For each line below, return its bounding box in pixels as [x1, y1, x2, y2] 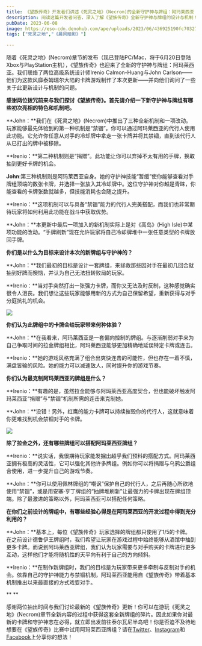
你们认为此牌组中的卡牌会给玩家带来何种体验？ [6, 321, 122, 328]
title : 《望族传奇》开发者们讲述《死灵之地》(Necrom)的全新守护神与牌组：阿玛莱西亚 [6, 8, 194, 15]
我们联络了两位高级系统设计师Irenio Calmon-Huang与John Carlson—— [16, 69, 193, 76]
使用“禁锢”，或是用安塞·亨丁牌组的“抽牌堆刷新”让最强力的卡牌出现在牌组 [6, 488, 186, 495]
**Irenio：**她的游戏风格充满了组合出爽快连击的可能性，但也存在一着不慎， [6, 354, 196, 362]
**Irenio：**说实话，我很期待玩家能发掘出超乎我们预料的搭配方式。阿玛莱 [6, 453, 191, 460]
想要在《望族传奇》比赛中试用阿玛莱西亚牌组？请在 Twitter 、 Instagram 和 [6, 626, 185, 633]
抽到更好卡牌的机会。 [6, 160, 59, 168]
